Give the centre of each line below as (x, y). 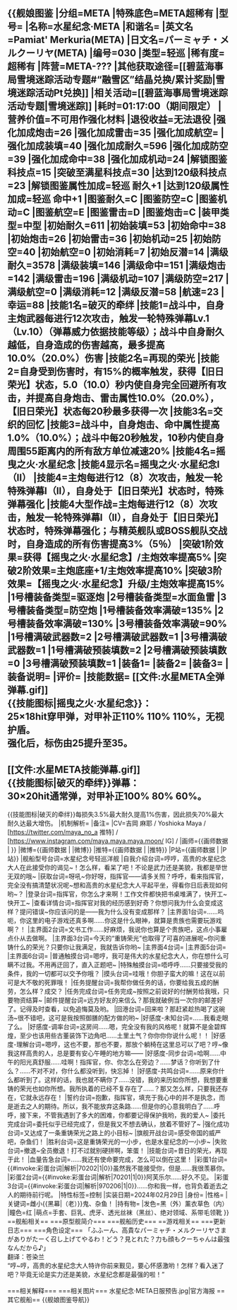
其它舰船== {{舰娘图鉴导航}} (49, 1300)
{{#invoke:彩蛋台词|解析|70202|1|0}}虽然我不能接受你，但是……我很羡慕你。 (118, 1168)
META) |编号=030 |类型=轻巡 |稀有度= (141, 53)
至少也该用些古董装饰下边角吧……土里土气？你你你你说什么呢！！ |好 (120, 1035)
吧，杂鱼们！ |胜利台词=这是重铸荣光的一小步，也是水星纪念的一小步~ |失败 (117, 1142)
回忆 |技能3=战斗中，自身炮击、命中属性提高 (123, 425)
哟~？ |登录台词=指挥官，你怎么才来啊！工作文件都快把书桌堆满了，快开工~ (117, 894)
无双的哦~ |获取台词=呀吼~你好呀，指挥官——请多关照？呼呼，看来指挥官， (117, 876)
